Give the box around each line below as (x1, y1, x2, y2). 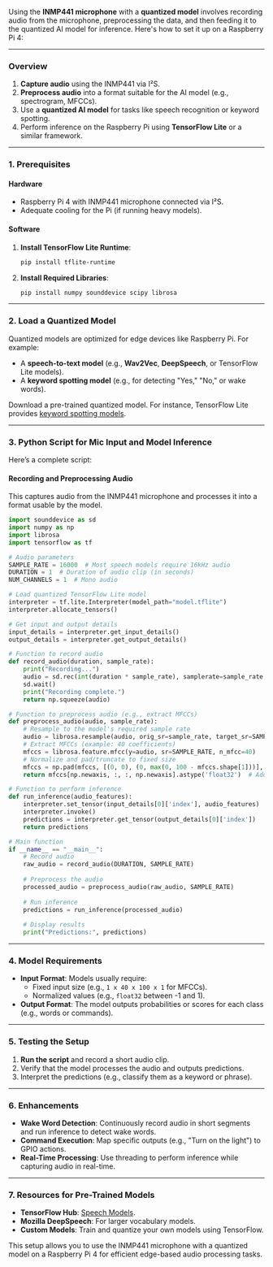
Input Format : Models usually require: (19, 974, 148, 983)
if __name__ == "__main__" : (8, 845, 104, 853)
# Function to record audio (8, 650, 104, 658)
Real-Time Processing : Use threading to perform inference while (19, 1152, 239, 1162)
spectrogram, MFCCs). (19, 97, 97, 106)
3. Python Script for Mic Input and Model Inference (8, 436, 213, 448)
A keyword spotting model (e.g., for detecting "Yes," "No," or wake (19, 375, 246, 385)
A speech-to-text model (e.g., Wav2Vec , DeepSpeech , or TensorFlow (19, 358, 258, 368)
